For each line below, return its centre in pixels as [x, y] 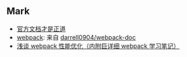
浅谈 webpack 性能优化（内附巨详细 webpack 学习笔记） [98, 46]
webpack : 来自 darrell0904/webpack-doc [76, 37]
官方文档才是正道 [41, 28]
